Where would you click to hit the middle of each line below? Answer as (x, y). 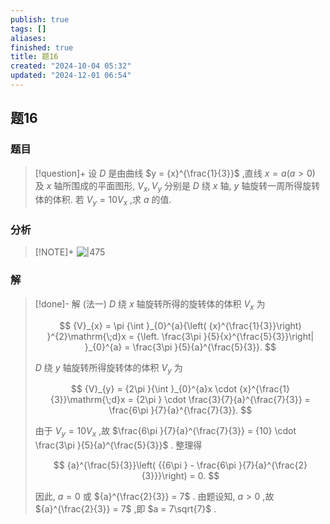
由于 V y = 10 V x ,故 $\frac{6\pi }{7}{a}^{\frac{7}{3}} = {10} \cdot (165, 432)
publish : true (40, 19)
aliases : (28, 38)
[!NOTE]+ (54, 252)
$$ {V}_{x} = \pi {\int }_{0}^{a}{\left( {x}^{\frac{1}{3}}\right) (180, 325)
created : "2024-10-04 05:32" (71, 66)
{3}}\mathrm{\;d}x (87, 400)
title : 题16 (34, 57)
